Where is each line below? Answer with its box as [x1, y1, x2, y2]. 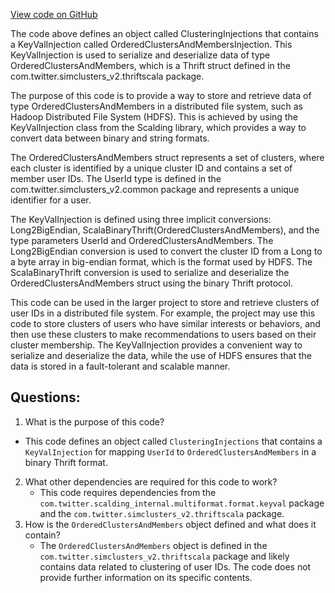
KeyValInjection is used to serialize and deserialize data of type [10, 49, 271, 61]
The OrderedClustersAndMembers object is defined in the [39, 539, 268, 551]
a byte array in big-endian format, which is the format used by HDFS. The [10, 256, 313, 268]
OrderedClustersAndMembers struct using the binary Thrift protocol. [10, 277, 293, 289]
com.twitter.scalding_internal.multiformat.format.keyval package [39, 497, 325, 509]
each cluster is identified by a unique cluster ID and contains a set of [10, 162, 293, 174]
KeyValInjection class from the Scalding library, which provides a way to [10, 122, 307, 133]
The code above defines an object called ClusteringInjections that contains [10, 28, 319, 39]
